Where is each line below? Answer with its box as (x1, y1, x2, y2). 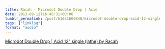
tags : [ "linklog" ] (5, 20, 43, 26)
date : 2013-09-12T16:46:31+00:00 (5, 12, 74, 16)
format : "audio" (5, 25, 38, 30)
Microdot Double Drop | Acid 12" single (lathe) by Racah (5, 38, 118, 44)
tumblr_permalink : (5, 16, 43, 21)
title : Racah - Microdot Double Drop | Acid (5, 7, 98, 12)
